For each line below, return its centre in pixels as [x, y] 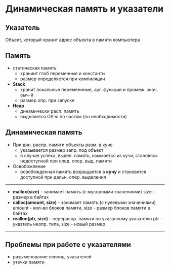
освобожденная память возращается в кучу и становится [83, 172]
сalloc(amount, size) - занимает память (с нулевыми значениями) [84, 202]
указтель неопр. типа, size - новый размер [59, 224]
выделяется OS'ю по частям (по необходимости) [74, 116]
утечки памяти [28, 262]
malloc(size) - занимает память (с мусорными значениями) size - [84, 191]
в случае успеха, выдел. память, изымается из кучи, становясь [89, 155]
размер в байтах [31, 197]
